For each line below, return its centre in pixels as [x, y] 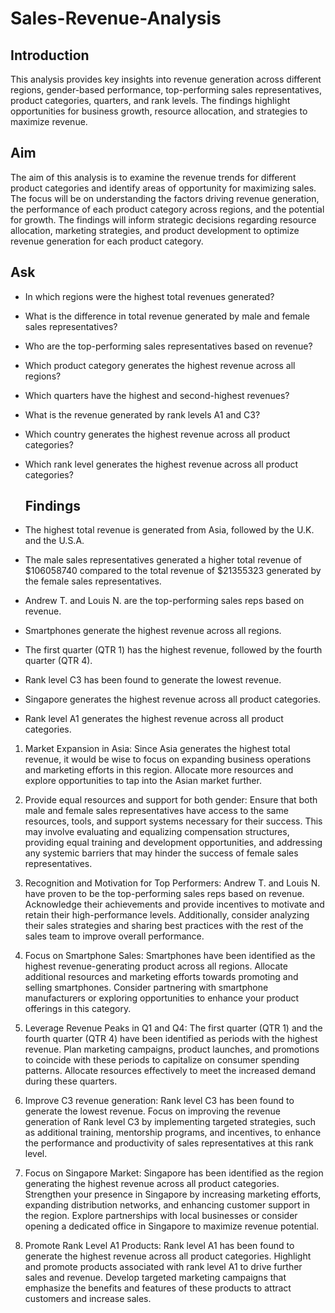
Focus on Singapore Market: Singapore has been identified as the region [174, 1173]
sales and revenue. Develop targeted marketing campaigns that [155, 1278]
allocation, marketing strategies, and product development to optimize [155, 230]
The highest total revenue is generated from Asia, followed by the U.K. [169, 530]
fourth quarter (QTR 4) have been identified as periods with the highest [171, 1039]
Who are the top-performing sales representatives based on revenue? [168, 346]
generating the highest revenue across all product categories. [152, 1184]
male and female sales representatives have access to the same [156, 811]
